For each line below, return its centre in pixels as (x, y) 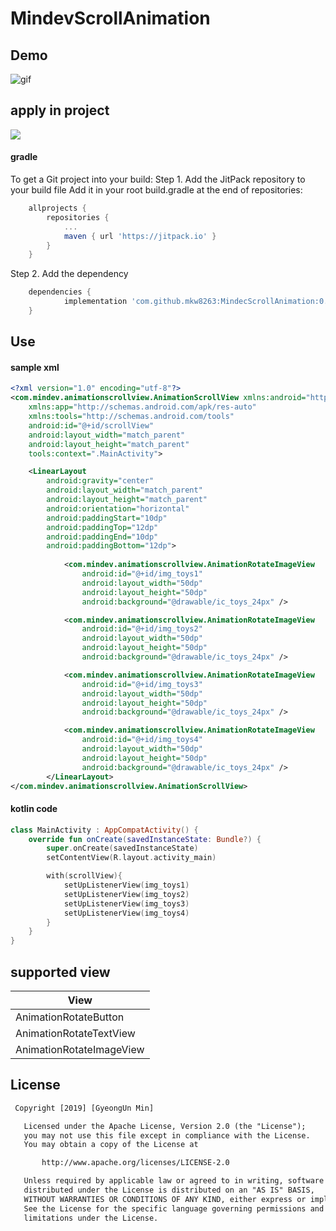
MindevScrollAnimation (110, 18)
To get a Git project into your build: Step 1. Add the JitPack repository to (158, 179)
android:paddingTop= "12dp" (102, 527)
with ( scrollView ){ (84, 876)
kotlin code (34, 809)
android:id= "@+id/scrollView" (91, 425)
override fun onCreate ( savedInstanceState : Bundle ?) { (145, 839)
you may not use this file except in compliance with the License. (167, 1135)
